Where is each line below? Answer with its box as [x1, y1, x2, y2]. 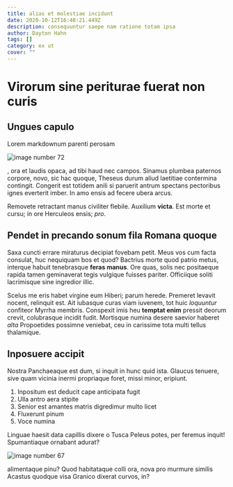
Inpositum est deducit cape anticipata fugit [17, 387, 140, 396]
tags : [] [7, 36, 33, 43]
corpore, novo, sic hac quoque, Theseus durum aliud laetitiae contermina [7, 174, 217, 182]
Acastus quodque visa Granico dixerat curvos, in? [7, 472, 150, 480]
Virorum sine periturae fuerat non [7, 79, 205, 94]
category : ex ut [7, 42, 54, 49]
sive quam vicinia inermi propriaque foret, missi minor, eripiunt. [7, 374, 188, 382]
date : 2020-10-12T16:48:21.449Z [7, 17, 101, 24]
